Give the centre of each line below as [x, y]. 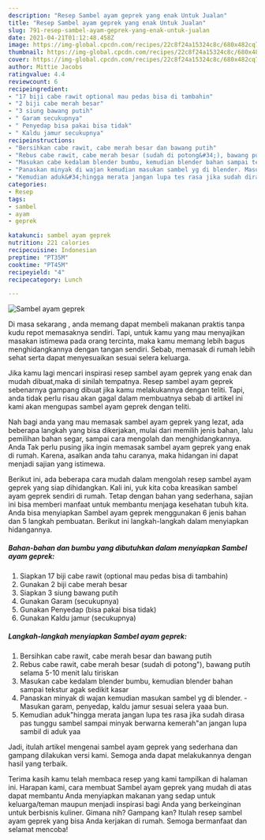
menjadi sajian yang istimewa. [57, 464]
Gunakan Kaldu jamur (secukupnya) [78, 618]
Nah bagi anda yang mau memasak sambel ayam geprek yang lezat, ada [126, 422]
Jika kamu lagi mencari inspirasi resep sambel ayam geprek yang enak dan [130, 373]
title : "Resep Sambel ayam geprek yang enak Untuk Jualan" [107, 23]
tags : [17, 199]
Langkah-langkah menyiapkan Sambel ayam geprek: [98, 636]
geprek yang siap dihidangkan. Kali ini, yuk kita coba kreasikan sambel [123, 488]
